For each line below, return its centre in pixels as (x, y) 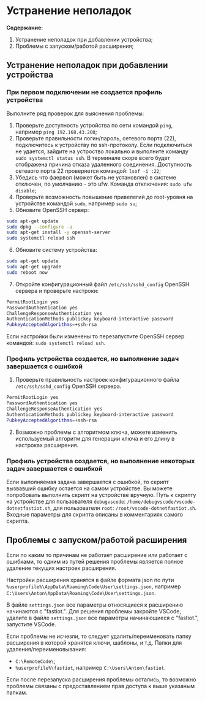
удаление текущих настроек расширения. (61, 568)
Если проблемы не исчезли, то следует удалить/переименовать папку (99, 636)
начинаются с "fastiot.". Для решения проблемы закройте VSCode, (94, 611)
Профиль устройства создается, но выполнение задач (93, 359)
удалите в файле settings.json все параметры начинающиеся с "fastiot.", (102, 618)
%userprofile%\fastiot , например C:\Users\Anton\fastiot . (91, 667)
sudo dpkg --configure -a (39, 227)
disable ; (26, 190)
